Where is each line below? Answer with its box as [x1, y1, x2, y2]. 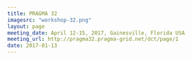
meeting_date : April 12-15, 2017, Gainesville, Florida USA [7, 29, 186, 37]
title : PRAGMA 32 [7, 10, 58, 17]
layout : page [7, 23, 45, 30]
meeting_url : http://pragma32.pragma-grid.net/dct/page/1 [7, 36, 179, 43]
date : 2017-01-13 [7, 42, 58, 49]
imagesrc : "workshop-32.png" [7, 17, 92, 23]
